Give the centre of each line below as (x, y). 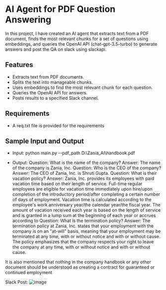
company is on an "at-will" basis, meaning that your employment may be (86, 231)
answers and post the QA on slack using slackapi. (56, 49)
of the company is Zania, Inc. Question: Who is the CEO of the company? (87, 168)
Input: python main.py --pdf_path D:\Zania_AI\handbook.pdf (74, 153)
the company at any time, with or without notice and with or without (81, 247)
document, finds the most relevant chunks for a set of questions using (77, 39)
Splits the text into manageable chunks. (53, 82)
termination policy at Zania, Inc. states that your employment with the (83, 226)
